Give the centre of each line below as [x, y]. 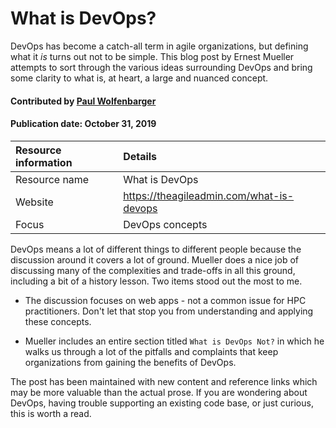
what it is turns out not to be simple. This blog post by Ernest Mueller [152, 56]
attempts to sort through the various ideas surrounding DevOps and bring [161, 67]
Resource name [52, 179]
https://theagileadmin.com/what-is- [209, 195]
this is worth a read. [51, 413]
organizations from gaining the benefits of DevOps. [130, 362]
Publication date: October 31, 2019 [83, 124]
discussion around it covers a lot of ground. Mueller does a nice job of [154, 259]
